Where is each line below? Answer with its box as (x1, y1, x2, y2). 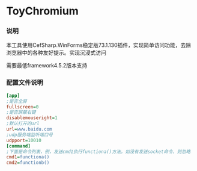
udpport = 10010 (6, 137, 42, 143)
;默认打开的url (6, 120, 40, 127)
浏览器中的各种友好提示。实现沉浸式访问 (6, 49, 106, 57)
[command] (6, 143, 31, 149)
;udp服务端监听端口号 (6, 131, 53, 138)
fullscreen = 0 (6, 104, 39, 110)
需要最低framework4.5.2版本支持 (6, 62, 88, 69)
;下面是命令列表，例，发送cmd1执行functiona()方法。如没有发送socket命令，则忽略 (6, 149, 191, 155)
